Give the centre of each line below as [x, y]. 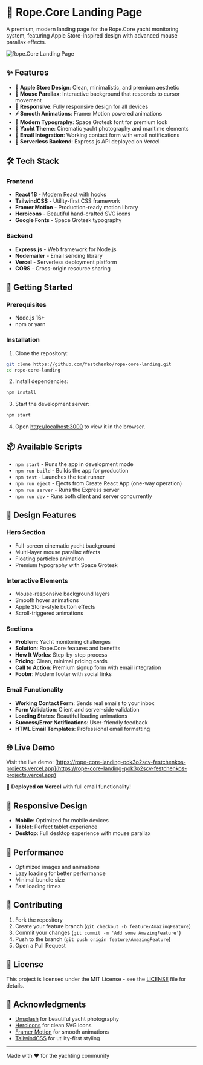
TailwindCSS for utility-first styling [57, 1038]
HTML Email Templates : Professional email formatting [82, 729]
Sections [20, 629]
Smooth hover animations [47, 600]
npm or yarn [30, 324]
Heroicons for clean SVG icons [53, 1026]
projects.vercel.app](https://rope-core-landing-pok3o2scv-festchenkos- [97, 768]
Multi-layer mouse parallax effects [58, 552]
